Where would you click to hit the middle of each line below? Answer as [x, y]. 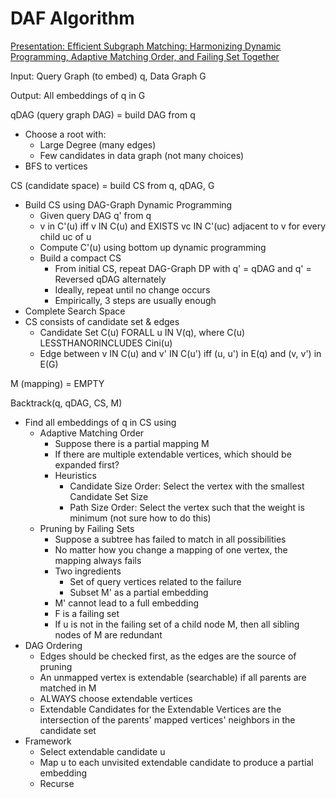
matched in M [68, 688]
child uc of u [65, 236]
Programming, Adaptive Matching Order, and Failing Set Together [145, 56]
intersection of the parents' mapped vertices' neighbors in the [167, 719]
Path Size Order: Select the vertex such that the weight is [187, 507]
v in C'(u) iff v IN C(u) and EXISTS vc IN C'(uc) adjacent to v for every [183, 226]
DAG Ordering [53, 645]
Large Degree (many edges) [98, 144]
